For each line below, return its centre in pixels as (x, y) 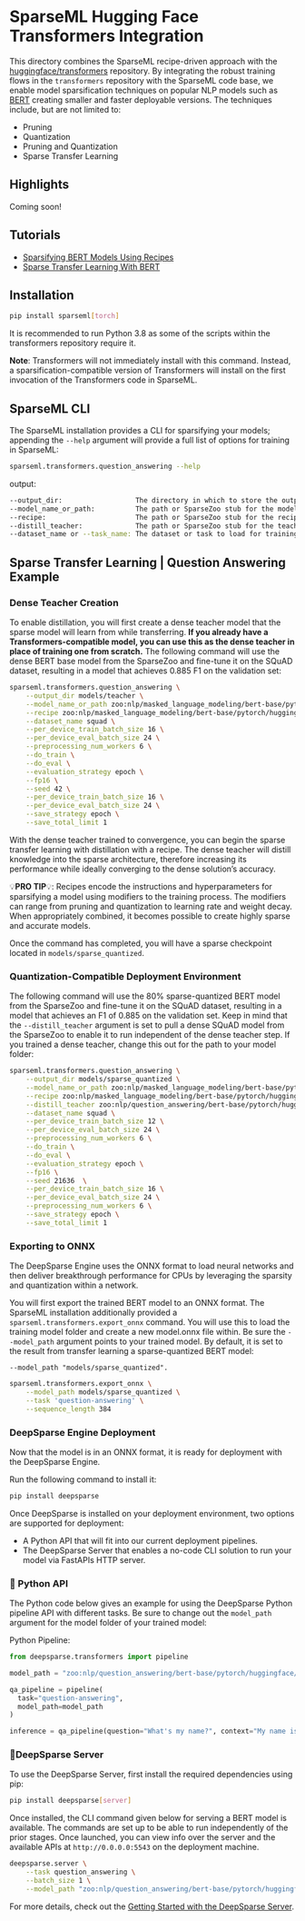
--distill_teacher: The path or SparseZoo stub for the (142, 526)
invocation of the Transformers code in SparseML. (103, 380)
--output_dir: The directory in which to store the (144, 500)
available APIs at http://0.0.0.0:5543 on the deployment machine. (134, 1847)
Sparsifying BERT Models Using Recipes (98, 257)
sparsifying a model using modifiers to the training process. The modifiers (148, 896)
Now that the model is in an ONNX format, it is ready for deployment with (146, 1452)
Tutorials (35, 235)
